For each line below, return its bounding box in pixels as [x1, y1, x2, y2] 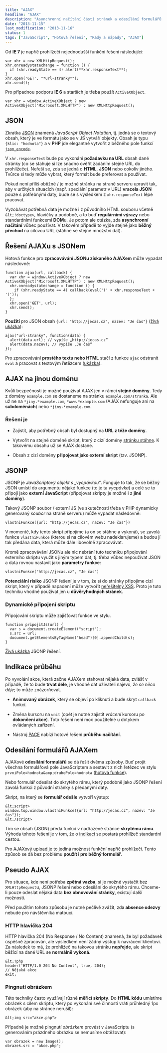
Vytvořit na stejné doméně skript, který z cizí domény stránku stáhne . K [12, 437, 160, 443]
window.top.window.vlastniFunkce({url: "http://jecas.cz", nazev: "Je [5, 808, 155, 813]
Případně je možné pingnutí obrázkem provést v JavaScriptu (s [5, 1024, 135, 1030]
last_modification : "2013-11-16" [5, 26, 75, 31]
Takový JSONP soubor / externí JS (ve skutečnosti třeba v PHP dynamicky [5, 505, 159, 511]
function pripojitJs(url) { [5, 622, 64, 627]
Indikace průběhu [5, 663, 61, 671]
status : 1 [5, 30, 26, 35]
